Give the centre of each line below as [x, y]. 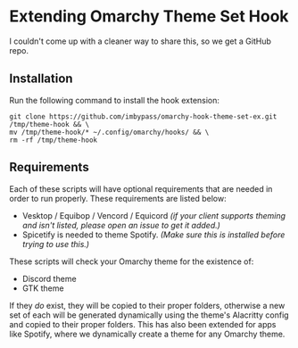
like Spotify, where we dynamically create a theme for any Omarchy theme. [147, 334]
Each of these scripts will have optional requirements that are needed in [141, 188]
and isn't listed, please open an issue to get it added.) [121, 225]
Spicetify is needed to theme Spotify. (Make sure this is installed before [153, 235]
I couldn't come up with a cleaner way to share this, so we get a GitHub [141, 41]
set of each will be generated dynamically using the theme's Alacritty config [149, 315]
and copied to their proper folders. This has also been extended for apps [143, 324]
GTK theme [43, 288]
